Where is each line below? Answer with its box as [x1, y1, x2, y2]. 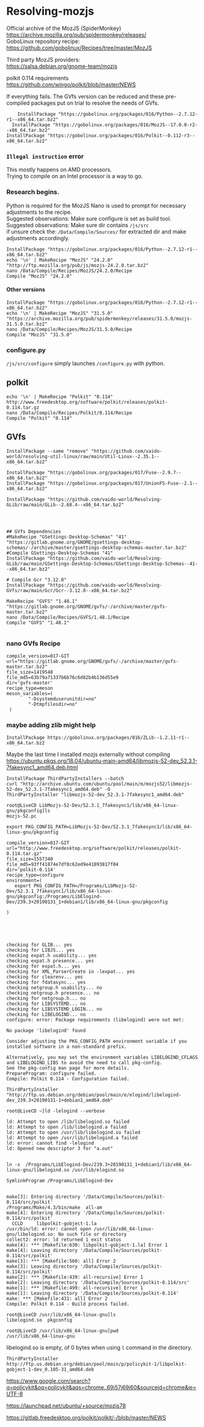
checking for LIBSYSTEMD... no [6, 1001, 86, 1007]
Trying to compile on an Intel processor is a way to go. [6, 173, 144, 180]
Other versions [6, 286, 45, 293]
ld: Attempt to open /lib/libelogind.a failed [6, 1124, 127, 1130]
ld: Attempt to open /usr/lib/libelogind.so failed [6, 1129, 140, 1136]
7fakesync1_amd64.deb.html [6, 764, 78, 771]
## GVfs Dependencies [6, 528, 62, 534]
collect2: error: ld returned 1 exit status [6, 1236, 122, 1243]
